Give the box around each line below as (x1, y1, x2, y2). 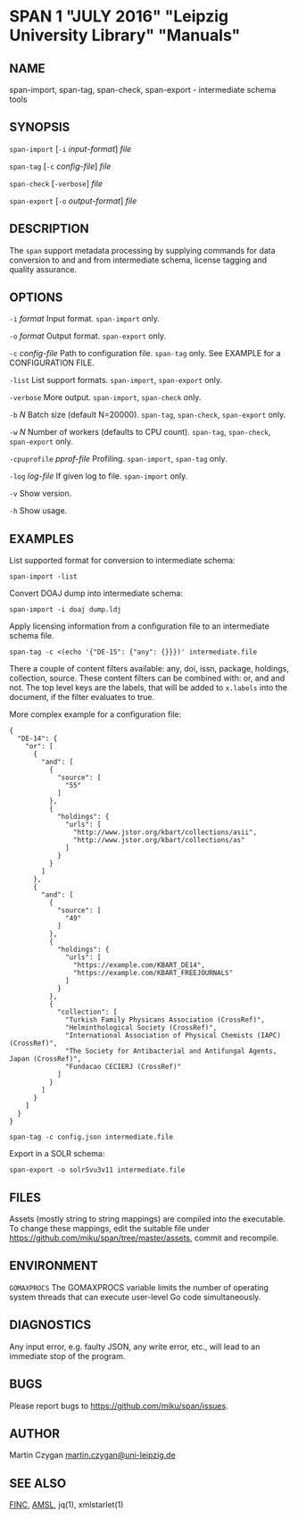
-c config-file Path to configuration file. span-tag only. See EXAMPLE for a (9, 348, 281, 359)
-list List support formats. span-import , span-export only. (9, 375, 223, 386)
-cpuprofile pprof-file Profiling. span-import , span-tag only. (9, 454, 228, 464)
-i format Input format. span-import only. (9, 313, 161, 324)
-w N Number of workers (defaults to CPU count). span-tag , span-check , (9, 427, 271, 438)
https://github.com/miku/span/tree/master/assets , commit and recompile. (9, 1232, 279, 1243)
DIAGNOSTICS (9, 1317, 92, 1332)
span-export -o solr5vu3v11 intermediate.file (9, 1165, 186, 1175)
